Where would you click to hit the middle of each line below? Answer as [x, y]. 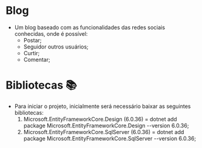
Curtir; [32, 53]
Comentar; [37, 59]
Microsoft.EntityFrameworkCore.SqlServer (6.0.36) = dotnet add [104, 132]
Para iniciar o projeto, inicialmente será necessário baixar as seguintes [103, 106]
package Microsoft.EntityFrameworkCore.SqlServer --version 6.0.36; [110, 138]
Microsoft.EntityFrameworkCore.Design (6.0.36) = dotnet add [100, 119]
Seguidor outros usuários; [56, 47]
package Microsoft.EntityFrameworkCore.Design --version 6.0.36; [106, 126]
